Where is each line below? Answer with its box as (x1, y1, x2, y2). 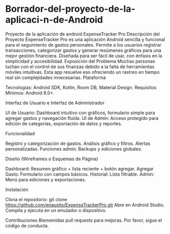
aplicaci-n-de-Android (5, 14, 103, 26)
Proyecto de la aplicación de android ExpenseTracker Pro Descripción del (5, 31, 160, 37)
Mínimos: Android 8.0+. (5, 90, 55, 96)
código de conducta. (5, 222, 50, 228)
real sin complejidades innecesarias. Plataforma (5, 74, 106, 80)
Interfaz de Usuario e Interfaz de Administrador (5, 99, 105, 105)
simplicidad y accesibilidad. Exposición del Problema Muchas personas (5, 58, 156, 64)
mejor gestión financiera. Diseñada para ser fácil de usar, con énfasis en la (5, 52, 162, 59)
